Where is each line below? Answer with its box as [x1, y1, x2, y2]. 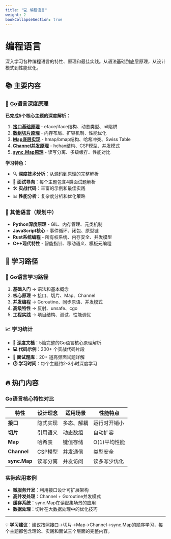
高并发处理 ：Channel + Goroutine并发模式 [12, 494, 101, 500]
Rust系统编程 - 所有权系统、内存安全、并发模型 [12, 234, 112, 240]
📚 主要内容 [5, 81, 41, 90]
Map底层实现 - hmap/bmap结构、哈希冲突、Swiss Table [12, 136, 131, 142]
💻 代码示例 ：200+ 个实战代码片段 [12, 346, 85, 353]
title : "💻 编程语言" [5, 7, 47, 13]
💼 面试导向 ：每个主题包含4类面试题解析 [12, 179, 96, 184]
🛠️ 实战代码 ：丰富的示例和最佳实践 [12, 185, 85, 191]
